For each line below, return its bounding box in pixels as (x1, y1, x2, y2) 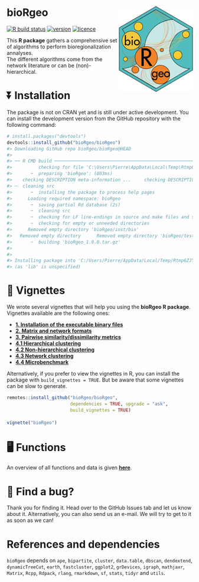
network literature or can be (6, 62, 74, 69)
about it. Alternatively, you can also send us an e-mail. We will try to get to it (6, 511, 191, 518)
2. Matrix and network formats (15, 327, 92, 334)
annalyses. (6, 49, 33, 56)
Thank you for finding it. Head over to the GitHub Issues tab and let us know (6, 504, 191, 511)
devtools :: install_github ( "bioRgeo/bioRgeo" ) (6, 139, 120, 146)
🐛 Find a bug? (6, 485, 74, 498)
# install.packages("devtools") (6, 133, 86, 139)
